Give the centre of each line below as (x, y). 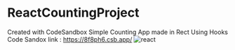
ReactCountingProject (73, 13)
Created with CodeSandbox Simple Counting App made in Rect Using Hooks (117, 32)
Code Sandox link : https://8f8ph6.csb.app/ (70, 39)
